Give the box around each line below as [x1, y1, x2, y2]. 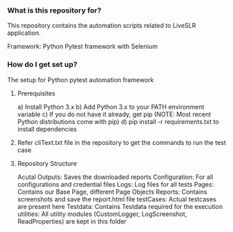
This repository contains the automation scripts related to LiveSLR [7, 22, 196, 30]
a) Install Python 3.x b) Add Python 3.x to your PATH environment [17, 102, 204, 111]
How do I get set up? [7, 60, 78, 70]
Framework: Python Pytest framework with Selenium [7, 42, 158, 51]
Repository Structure [17, 159, 77, 167]
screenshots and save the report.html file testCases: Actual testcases [17, 194, 217, 203]
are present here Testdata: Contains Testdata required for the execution [17, 202, 223, 210]
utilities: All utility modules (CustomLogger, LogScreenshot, [17, 210, 188, 218]
